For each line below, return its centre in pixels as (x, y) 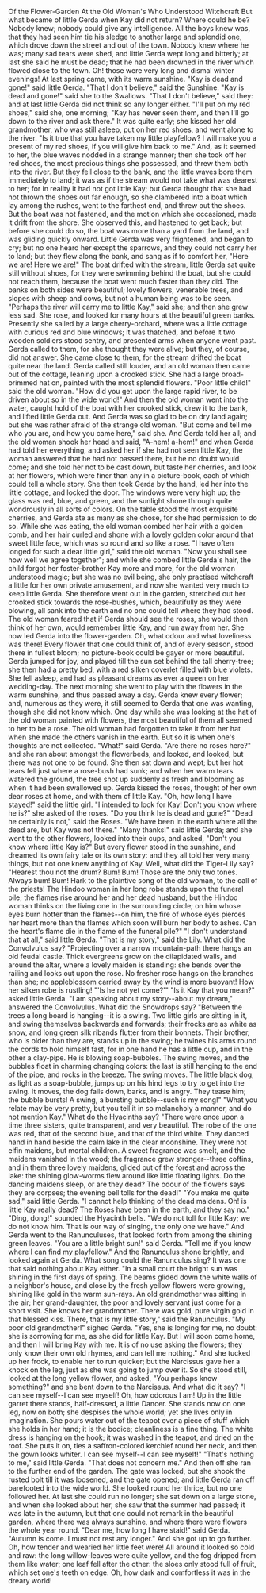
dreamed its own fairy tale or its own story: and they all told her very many (129, 855)
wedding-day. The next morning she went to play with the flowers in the (125, 687)
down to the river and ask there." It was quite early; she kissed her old (122, 121)
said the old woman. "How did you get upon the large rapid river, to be (123, 391)
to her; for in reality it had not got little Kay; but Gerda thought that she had (130, 189)
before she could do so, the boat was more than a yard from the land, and (129, 231)
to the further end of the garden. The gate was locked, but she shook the (127, 1471)
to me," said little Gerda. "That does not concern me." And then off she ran (130, 1463)
